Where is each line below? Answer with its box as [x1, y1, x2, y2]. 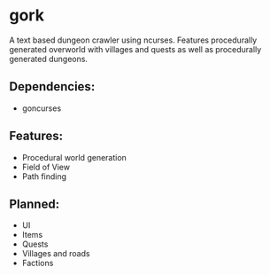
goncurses [21, 103, 62, 114]
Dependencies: [9, 79, 96, 94]
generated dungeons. [9, 53, 89, 64]
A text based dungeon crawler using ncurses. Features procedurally [9, 35, 258, 45]
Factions [21, 258, 54, 269]
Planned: [9, 196, 60, 211]
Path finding [21, 170, 67, 182]
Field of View [21, 161, 71, 172]
